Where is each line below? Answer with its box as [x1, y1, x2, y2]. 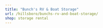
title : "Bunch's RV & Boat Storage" [5, 7, 79, 12]
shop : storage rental [5, 16, 49, 20]
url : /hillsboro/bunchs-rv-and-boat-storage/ [5, 11, 98, 16]
